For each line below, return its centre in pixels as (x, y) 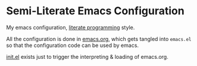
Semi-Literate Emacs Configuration (95, 11)
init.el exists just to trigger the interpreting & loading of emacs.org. (87, 56)
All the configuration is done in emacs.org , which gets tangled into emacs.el (99, 39)
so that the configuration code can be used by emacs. (72, 45)
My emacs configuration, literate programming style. (71, 27)
